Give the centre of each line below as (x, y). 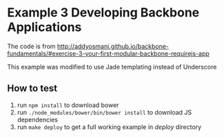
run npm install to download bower (68, 105)
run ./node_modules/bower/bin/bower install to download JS (104, 112)
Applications (44, 27)
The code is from (32, 46)
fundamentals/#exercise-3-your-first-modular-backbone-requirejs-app (109, 54)
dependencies (38, 119)
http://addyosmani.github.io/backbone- (113, 46)
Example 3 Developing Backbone (103, 13)
